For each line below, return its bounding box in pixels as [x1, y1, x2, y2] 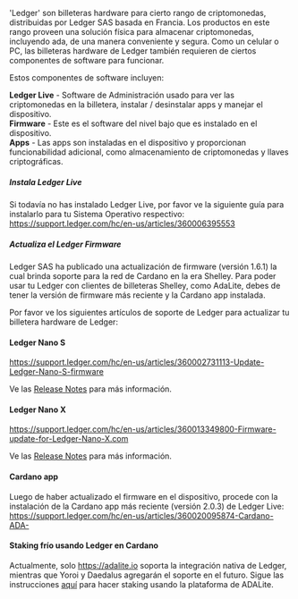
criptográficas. [9, 156, 64, 166]
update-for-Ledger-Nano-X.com [9, 434, 129, 444]
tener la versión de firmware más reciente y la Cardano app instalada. [9, 290, 266, 300]
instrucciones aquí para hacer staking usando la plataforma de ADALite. [9, 578, 275, 589]
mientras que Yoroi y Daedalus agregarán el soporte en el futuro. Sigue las [9, 569, 285, 580]
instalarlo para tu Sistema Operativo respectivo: [9, 208, 185, 219]
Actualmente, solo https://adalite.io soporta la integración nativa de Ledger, [9, 560, 287, 570]
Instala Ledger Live [9, 176, 82, 187]
